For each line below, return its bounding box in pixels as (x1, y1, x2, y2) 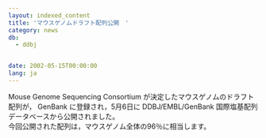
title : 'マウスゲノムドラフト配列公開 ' (8, 19, 129, 27)
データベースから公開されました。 (8, 111, 120, 121)
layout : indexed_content (8, 11, 91, 20)
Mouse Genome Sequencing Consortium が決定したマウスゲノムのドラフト (8, 91, 255, 101)
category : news (8, 26, 59, 34)
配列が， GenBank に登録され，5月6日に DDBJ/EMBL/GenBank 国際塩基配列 (8, 102, 258, 111)
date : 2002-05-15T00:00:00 (8, 62, 98, 70)
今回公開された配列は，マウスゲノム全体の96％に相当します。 (8, 121, 211, 131)
